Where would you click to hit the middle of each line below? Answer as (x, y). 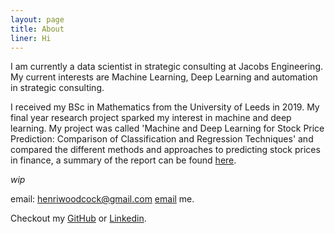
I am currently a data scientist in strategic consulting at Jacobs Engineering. (166, 67)
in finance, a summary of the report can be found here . (123, 160)
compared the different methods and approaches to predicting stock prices (165, 150)
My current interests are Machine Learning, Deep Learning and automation (164, 77)
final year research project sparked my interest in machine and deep (151, 118)
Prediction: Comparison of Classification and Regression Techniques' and (162, 139)
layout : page (37, 19)
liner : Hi (31, 38)
